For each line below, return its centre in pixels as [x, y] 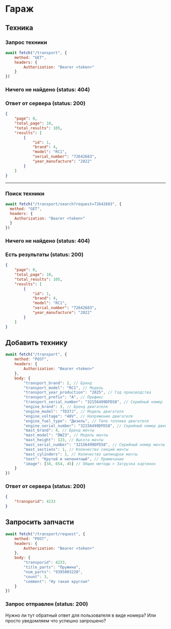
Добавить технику [36, 343]
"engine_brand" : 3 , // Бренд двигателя [66, 407]
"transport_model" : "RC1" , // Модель [63, 388]
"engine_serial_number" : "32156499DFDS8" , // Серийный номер [90, 426]
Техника [19, 28]
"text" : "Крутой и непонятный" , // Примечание [74, 459]
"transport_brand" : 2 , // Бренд [58, 383]
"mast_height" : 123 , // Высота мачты [63, 440]
